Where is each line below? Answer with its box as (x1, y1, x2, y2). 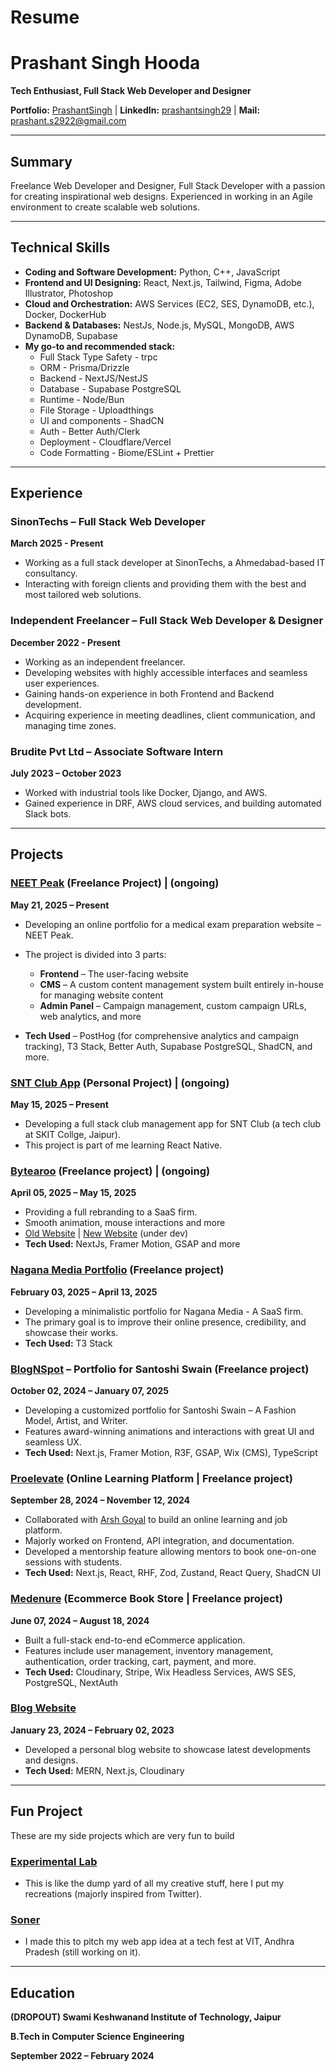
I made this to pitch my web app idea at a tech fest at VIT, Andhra (24, 1936, 295, 1948)
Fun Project (10, 1803, 83, 1820)
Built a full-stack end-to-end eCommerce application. (24, 1634, 246, 1646)
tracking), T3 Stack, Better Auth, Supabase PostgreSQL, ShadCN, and (24, 1040, 313, 1052)
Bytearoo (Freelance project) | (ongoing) (10, 1164, 211, 1178)
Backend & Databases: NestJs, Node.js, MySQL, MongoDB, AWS (24, 319, 295, 331)
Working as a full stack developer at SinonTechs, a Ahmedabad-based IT (24, 557, 326, 569)
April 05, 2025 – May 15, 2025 (10, 1187, 137, 1199)
